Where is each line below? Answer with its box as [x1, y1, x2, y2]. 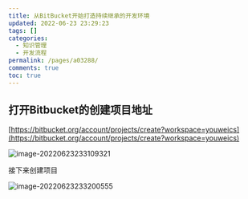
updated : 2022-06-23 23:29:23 [8, 19, 110, 27]
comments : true [8, 64, 59, 72]
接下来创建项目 [8, 165, 58, 175]
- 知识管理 [15, 42, 47, 50]
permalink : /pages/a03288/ [8, 57, 99, 65]
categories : [8, 34, 48, 43]
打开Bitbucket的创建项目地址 [8, 104, 152, 117]
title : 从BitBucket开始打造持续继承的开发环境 [8, 11, 150, 20]
